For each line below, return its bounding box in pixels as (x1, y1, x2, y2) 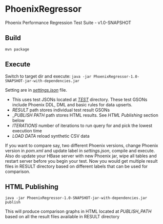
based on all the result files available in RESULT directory (5, 214, 120, 220)
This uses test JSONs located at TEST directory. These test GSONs (12, 97, 147, 102)
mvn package (5, 47, 29, 52)
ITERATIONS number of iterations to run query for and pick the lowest (12, 123, 153, 128)
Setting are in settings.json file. (5, 87, 67, 93)
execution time (12, 127, 42, 133)
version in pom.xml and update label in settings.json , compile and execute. (5, 148, 155, 153)
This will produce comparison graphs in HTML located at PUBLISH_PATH (5, 208, 152, 214)
